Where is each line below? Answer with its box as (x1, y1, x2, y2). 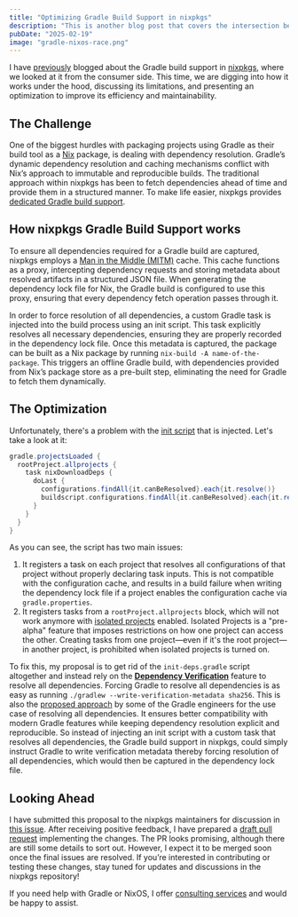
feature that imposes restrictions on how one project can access (48, 625, 284, 636)
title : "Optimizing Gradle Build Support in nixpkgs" (9, 12, 213, 22)
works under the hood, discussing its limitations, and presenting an (9, 81, 255, 91)
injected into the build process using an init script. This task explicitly (9, 319, 262, 329)
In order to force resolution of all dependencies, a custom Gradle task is (9, 310, 271, 320)
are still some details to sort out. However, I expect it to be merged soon (9, 842, 272, 853)
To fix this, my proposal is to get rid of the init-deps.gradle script (9, 661, 250, 672)
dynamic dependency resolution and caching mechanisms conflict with (9, 159, 270, 170)
